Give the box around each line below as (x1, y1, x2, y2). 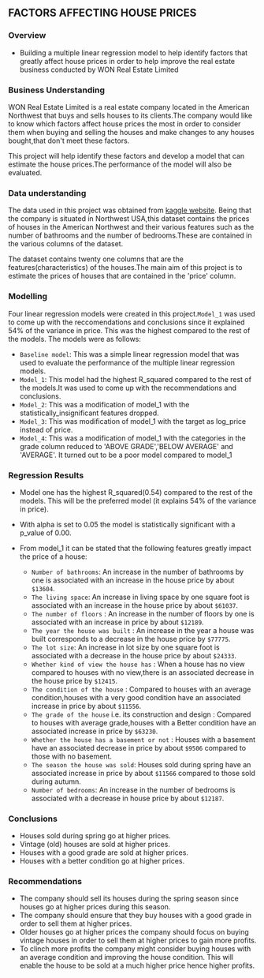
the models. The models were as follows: (8, 334, 142, 343)
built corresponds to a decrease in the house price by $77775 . (31, 634, 231, 643)
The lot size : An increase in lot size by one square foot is (31, 643, 220, 652)
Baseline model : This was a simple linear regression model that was (19, 349, 240, 358)
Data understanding (8, 187, 87, 198)
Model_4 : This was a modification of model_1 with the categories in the (19, 433, 247, 443)
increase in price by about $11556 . (31, 701, 142, 710)
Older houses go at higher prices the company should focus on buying (19, 927, 250, 937)
